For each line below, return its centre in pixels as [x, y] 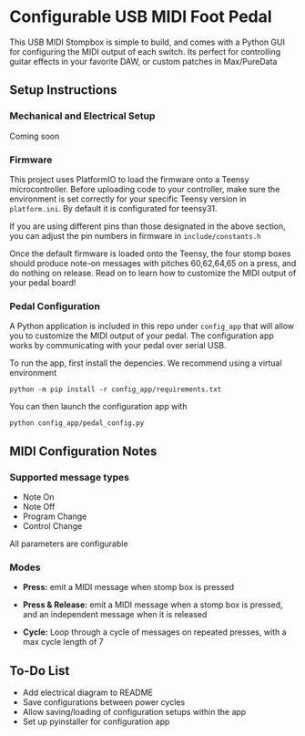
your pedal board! [43, 282]
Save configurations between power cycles [104, 702]
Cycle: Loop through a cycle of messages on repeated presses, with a [154, 632]
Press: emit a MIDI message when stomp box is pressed [128, 587]
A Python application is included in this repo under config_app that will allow [152, 327]
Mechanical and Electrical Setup [82, 116]
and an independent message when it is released [115, 615]
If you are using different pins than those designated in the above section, [148, 226]
